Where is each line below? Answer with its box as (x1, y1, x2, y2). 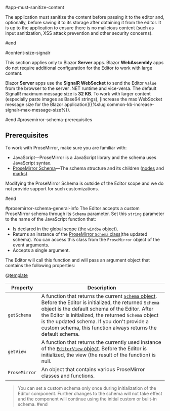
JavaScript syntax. (12, 160, 52, 166)
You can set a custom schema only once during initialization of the (17, 385, 157, 391)
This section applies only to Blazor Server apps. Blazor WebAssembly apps (5, 60, 164, 65)
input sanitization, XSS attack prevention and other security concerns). (5, 30, 153, 36)
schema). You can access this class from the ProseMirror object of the (12, 236, 160, 242)
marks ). (12, 170, 29, 176)
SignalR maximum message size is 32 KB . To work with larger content (5, 91, 151, 96)
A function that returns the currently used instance (41, 338, 161, 345)
